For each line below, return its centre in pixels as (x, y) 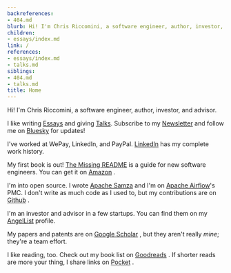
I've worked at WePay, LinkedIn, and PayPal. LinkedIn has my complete (108, 144)
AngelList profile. (31, 221)
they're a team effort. (37, 241)
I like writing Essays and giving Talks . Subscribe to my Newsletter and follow (115, 123)
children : (21, 33)
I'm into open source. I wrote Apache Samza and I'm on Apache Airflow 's (111, 185)
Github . (18, 200)
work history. (26, 152)
